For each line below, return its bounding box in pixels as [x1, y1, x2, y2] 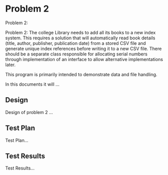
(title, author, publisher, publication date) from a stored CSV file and [5, 40, 146, 46]
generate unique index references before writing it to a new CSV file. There [5, 45, 162, 51]
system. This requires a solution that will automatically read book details [5, 35, 155, 41]
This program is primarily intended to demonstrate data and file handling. [5, 71, 158, 77]
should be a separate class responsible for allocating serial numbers [5, 51, 148, 57]
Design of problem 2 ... [5, 109, 53, 115]
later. [5, 62, 16, 68]
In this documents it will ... [5, 81, 60, 87]
